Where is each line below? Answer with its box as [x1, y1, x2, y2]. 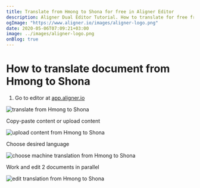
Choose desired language [6, 140, 70, 148]
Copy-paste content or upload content [6, 117, 101, 124]
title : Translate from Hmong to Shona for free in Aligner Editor [6, 8, 174, 15]
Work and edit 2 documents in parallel [6, 163, 99, 170]
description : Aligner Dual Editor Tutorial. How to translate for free [6, 14, 187, 20]
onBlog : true [6, 36, 39, 42]
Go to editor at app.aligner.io [14, 94, 85, 101]
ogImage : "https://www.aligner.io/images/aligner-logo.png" [6, 20, 159, 26]
